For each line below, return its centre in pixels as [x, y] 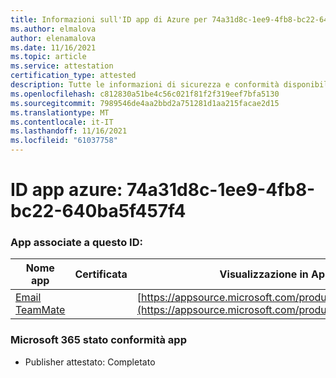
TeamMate [40, 310]
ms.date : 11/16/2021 [53, 47]
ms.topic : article [48, 57]
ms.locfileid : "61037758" [64, 141]
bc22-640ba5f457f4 [98, 211]
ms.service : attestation [62, 66]
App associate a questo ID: [76, 243]
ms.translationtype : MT [60, 112]
